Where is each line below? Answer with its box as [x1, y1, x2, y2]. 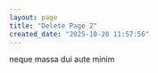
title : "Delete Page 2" [9, 21, 98, 30]
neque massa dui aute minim [9, 54, 115, 65]
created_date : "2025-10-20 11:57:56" [9, 29, 150, 38]
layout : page [9, 12, 58, 22]
